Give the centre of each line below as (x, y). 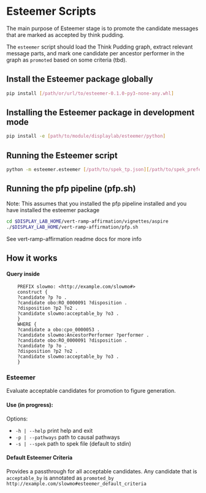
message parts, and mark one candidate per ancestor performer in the (96, 53)
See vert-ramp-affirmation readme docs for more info (74, 239)
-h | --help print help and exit (54, 430)
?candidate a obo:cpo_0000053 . (59, 330)
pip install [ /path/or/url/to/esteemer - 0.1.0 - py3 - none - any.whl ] (90, 93)
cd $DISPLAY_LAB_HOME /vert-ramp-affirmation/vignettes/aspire (87, 221)
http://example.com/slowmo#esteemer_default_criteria (77, 484)
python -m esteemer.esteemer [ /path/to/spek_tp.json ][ (78, 170)
